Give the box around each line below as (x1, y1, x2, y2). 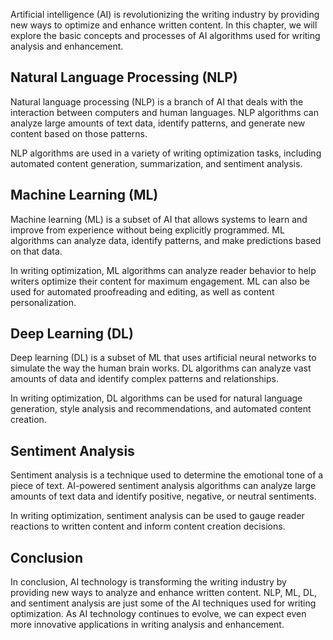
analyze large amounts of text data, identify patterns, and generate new (10, 117, 306, 129)
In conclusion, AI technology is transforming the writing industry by (10, 576, 287, 588)
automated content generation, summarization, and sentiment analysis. (10, 157, 303, 169)
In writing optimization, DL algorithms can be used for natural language (10, 392, 303, 404)
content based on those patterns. (10, 127, 148, 139)
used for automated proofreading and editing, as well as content (10, 285, 275, 298)
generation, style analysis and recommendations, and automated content (10, 403, 312, 415)
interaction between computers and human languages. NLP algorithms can (10, 106, 319, 118)
